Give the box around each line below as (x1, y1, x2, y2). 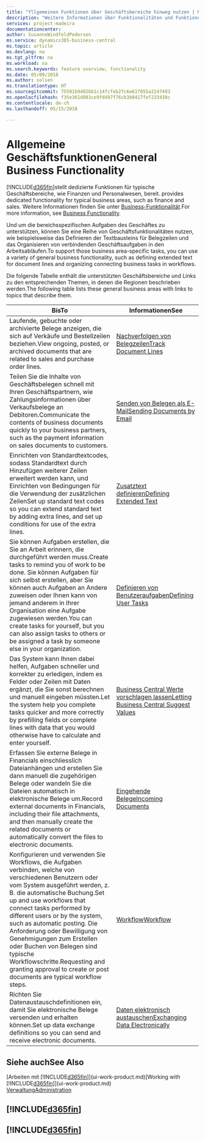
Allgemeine (6, 137, 66, 151)
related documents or (9, 825, 71, 834)
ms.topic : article (6, 43, 53, 50)
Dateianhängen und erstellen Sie (9, 764, 103, 773)
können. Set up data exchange (9, 1021, 95, 1030)
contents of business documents (9, 418, 104, 427)
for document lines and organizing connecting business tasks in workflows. (6, 261, 196, 268)
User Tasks (116, 599, 148, 608)
